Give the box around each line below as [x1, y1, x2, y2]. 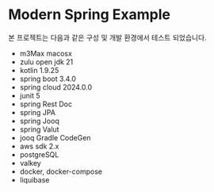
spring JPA [19, 107, 55, 117]
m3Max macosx [19, 48, 73, 58]
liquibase [19, 175, 50, 184]
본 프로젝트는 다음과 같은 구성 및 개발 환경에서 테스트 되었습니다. [8, 33, 208, 42]
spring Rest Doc [19, 99, 73, 109]
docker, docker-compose [19, 167, 103, 176]
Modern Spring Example [8, 6, 171, 24]
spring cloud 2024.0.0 [19, 82, 93, 92]
